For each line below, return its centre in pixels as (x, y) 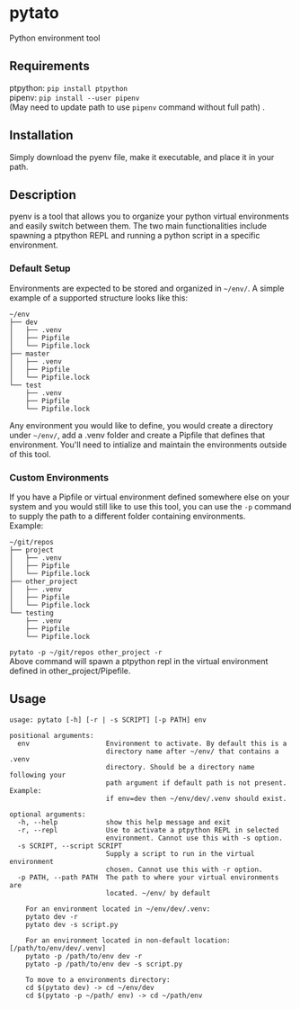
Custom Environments (59, 477)
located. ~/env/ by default (158, 893)
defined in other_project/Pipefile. (70, 671)
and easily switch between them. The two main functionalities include (138, 226)
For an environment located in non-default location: (128, 940)
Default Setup (40, 268)
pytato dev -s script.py (72, 924)
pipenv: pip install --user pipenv (75, 97)
